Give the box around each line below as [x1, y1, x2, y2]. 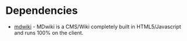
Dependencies [5, 4, 78, 17]
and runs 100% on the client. [13, 29, 84, 36]
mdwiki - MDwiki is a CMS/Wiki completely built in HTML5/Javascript [13, 23, 181, 30]
